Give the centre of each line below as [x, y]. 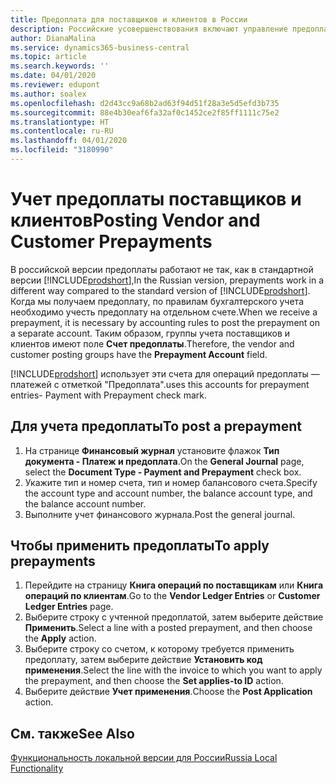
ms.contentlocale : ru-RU [62, 131]
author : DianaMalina [53, 38]
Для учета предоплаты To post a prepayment [156, 426]
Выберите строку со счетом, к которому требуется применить [159, 649]
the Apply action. [60, 638]
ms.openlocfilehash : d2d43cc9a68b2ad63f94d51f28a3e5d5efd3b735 [145, 103]
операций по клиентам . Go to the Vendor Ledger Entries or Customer [172, 596]
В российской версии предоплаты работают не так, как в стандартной [162, 269]
